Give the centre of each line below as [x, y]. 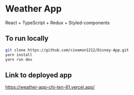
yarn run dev [19, 59]
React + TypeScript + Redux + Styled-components [57, 23]
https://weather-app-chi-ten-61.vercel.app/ [50, 87]
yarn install [19, 55]
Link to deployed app [38, 75]
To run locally [27, 38]
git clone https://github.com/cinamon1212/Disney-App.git [67, 50]
